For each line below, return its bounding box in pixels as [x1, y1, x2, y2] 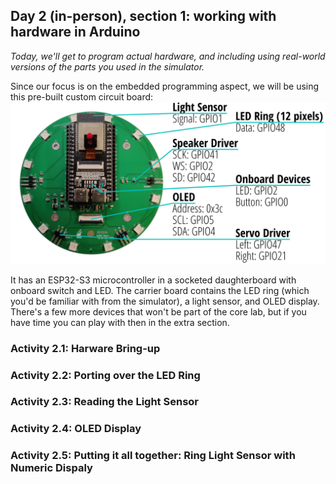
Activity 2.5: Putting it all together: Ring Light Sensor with [10, 449, 296, 463]
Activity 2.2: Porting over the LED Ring [10, 368, 201, 382]
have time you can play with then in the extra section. [10, 316, 230, 328]
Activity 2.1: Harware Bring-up [10, 341, 161, 355]
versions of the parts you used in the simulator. [10, 60, 205, 73]
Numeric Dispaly [10, 461, 93, 475]
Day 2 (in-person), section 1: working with [10, 8, 277, 25]
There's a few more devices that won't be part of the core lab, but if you [10, 305, 307, 318]
